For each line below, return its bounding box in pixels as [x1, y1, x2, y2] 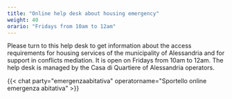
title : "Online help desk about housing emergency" [7, 10, 159, 17]
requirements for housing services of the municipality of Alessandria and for [7, 49, 225, 57]
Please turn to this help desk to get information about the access [7, 42, 192, 50]
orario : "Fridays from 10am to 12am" [7, 23, 116, 30]
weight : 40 [7, 16, 39, 23]
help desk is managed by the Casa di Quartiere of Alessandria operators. [7, 63, 215, 72]
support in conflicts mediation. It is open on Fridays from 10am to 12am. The [7, 56, 224, 65]
